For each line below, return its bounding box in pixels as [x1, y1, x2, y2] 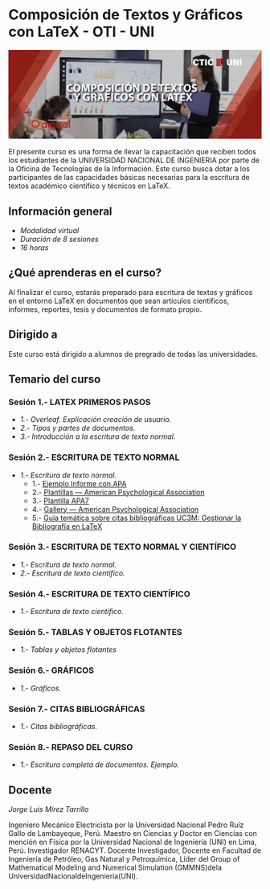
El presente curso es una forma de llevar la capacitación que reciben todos [8, 147, 257, 157]
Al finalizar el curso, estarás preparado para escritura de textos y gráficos [8, 287, 253, 297]
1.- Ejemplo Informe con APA [31, 478, 127, 488]
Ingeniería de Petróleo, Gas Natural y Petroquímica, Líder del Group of [8, 854, 240, 864]
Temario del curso [8, 372, 101, 386]
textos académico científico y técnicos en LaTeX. [8, 181, 170, 190]
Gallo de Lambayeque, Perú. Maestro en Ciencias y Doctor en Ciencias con [8, 829, 257, 838]
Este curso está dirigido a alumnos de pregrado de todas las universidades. [8, 349, 259, 358]
